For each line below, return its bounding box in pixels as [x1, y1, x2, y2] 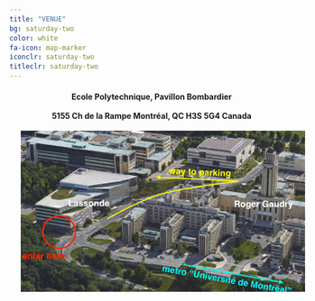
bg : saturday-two [9, 23, 75, 33]
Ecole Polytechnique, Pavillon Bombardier [70, 91, 233, 102]
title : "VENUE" [9, 14, 67, 23]
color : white [9, 33, 59, 42]
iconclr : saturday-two [9, 52, 95, 62]
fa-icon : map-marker [9, 43, 88, 52]
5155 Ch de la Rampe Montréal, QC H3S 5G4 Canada [51, 110, 252, 121]
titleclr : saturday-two [9, 62, 99, 71]
